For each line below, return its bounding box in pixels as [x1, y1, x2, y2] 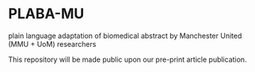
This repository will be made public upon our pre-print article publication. [8, 55, 247, 64]
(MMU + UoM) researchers [8, 39, 97, 48]
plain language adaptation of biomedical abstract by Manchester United [8, 31, 242, 40]
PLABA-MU [8, 5, 85, 23]
